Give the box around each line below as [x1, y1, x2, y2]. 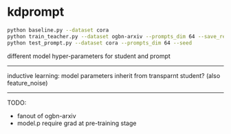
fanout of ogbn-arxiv [16, 111, 77, 120]
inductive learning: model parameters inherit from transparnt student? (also [7, 71, 221, 79]
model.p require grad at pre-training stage [16, 119, 137, 127]
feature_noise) [7, 79, 48, 87]
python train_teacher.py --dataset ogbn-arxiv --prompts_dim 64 [7, 33, 195, 40]
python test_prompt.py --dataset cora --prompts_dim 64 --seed [7, 39, 192, 46]
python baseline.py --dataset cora [7, 27, 109, 33]
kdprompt [7, 4, 65, 20]
